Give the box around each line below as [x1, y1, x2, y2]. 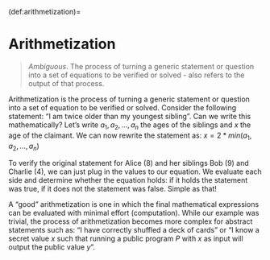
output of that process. [27, 78, 105, 88]
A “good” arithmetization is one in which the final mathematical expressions [8, 200, 260, 209]
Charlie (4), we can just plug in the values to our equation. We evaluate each [8, 167, 262, 176]
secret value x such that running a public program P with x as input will [8, 233, 243, 244]
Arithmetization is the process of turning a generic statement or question [8, 94, 250, 104]
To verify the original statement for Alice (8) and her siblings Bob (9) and [8, 159, 250, 168]
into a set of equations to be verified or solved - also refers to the [27, 70, 245, 80]
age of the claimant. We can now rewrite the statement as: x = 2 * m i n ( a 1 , [8, 130, 252, 142]
